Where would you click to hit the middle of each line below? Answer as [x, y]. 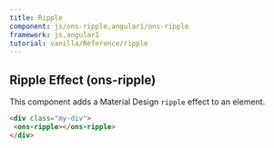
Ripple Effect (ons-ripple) [83, 79]
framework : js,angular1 [55, 35]
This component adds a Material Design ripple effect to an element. [137, 102]
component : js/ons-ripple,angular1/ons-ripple [99, 26]
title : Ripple [36, 18]
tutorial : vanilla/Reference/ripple [79, 43]
